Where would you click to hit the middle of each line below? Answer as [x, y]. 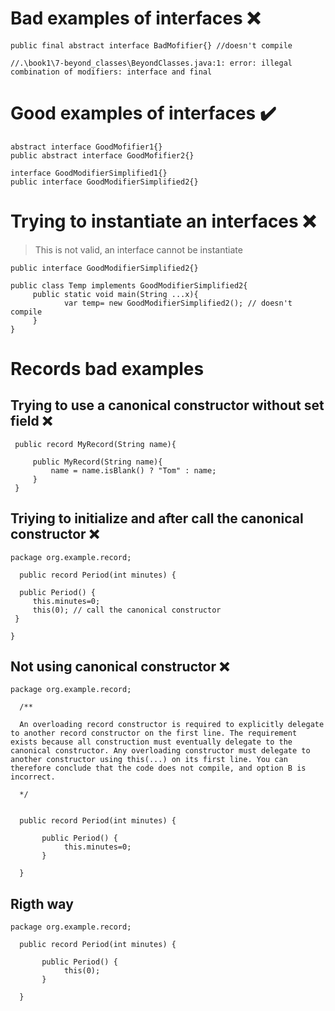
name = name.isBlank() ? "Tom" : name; [133, 470]
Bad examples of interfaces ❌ [135, 18]
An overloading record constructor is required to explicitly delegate [172, 725]
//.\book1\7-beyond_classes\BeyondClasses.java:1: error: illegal [151, 63]
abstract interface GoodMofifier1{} [86, 147]
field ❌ [31, 421]
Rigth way [42, 903]
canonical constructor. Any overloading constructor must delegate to [160, 751]
